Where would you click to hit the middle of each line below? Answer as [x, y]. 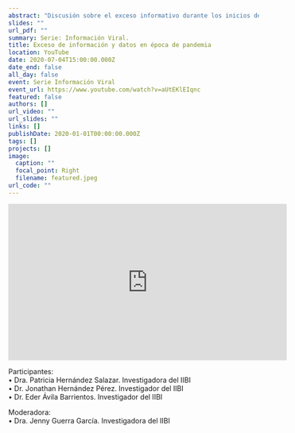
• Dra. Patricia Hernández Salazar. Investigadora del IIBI [100, 380]
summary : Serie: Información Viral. [69, 38]
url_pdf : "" [28, 30]
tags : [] [23, 141]
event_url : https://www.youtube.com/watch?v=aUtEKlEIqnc [105, 89]
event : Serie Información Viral [62, 82]
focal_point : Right [48, 171]
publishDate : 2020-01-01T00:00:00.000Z [74, 133]
